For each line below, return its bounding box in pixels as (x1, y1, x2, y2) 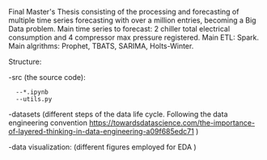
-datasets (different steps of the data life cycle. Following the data (8, 109, 228, 119)
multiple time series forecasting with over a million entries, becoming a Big (8, 15, 256, 25)
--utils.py (15, 95, 53, 103)
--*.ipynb (15, 88, 49, 96)
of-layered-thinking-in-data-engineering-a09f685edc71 (8, 127, 194, 136)
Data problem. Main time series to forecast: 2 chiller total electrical (8, 24, 231, 33)
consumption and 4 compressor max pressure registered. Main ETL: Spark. (8, 32, 259, 42)
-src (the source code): (8, 73, 87, 82)
